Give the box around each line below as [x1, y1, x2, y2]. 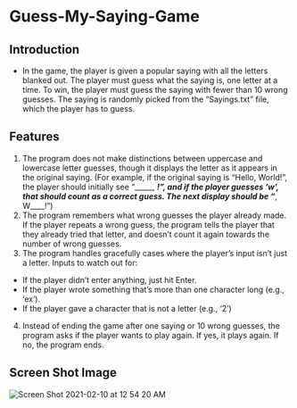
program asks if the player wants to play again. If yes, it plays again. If [21, 329, 279, 340]
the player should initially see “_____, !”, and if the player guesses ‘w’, [21, 181, 279, 192]
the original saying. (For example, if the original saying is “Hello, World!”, [21, 171, 288, 182]
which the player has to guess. [21, 104, 136, 113]
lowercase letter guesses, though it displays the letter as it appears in [21, 162, 278, 173]
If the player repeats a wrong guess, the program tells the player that [21, 219, 275, 229]
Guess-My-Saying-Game [9, 6, 201, 27]
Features [9, 129, 60, 145]
